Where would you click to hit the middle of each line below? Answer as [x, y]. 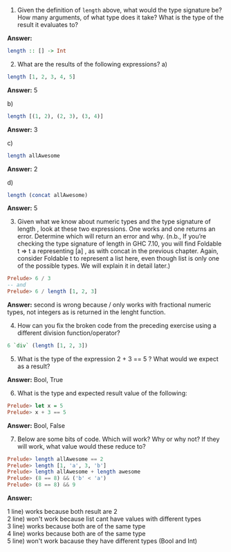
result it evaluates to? [47, 25]
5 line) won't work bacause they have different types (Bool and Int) [102, 541]
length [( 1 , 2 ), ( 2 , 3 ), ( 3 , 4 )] [55, 116]
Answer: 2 [22, 169]
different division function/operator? [68, 333]
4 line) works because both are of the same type [76, 534]
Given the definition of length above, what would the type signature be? [120, 10]
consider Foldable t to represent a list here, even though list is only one [118, 259]
